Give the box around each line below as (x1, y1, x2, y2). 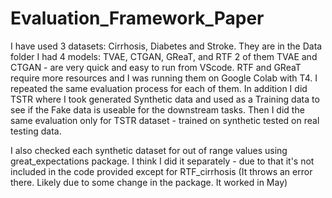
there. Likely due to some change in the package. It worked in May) (10, 176, 288, 188)
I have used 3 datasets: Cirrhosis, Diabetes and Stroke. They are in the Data (10, 40, 323, 52)
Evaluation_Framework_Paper (10, 7, 265, 30)
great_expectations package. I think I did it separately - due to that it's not (10, 155, 315, 167)
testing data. (10, 125, 62, 137)
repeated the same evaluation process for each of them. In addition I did (10, 82, 308, 94)
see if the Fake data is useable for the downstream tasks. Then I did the (10, 103, 305, 116)
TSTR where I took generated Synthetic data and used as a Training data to (10, 93, 320, 105)
